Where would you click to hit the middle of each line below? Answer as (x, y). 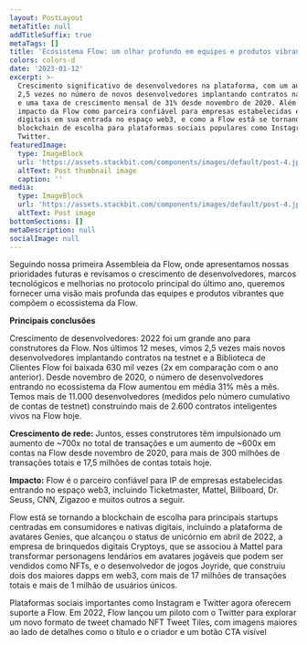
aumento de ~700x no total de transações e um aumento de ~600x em (143, 443)
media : (22, 188)
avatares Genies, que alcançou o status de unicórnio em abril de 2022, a (146, 537)
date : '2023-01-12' (47, 69)
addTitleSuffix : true (51, 35)
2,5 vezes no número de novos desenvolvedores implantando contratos (153, 94)
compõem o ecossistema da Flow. (74, 303)
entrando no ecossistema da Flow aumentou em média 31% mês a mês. (145, 387)
